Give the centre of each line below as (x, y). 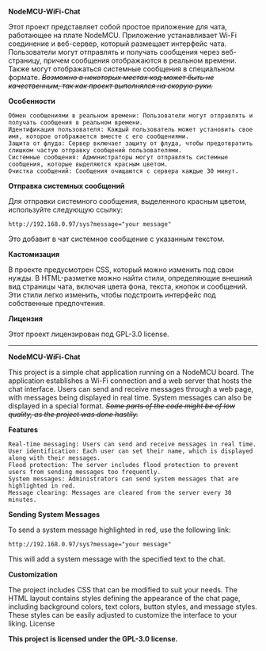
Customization (33, 574)
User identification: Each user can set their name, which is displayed (131, 451)
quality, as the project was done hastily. (73, 414)
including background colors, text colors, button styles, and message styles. (133, 607)
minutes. (23, 500)
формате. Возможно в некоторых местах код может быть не (111, 77)
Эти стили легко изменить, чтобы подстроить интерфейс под (112, 295)
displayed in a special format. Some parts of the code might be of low (122, 406)
